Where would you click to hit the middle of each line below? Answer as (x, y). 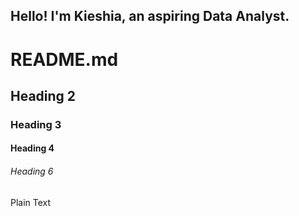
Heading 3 (36, 124)
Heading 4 (32, 148)
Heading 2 (43, 95)
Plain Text (31, 202)
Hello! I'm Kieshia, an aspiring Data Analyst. (150, 16)
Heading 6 (32, 171)
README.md (64, 59)
